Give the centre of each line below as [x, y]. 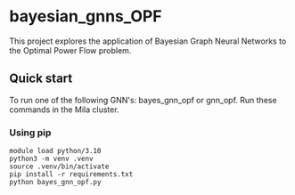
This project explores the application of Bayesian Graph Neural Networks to [148, 41]
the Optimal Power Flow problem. [70, 50]
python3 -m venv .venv [51, 159]
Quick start [41, 79]
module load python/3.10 [55, 151]
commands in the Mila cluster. [64, 110]
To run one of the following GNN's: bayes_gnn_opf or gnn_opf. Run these [143, 100]
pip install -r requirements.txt [71, 175]
